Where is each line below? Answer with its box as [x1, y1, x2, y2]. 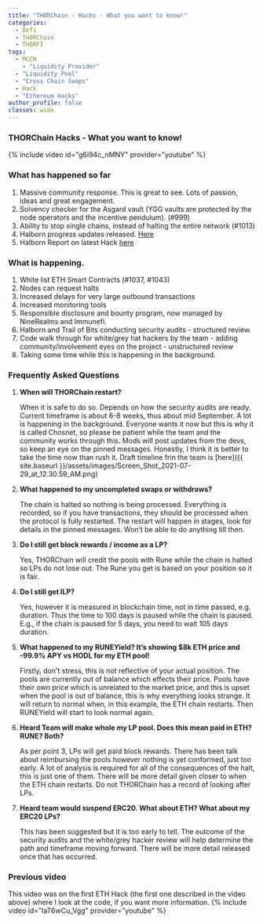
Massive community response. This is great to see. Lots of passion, [19, 188, 238, 197]
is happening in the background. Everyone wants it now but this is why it [19, 419, 254, 429]
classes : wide [8, 107, 55, 115]
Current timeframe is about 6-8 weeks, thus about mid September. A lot [19, 411, 252, 421]
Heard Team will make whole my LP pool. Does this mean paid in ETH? [19, 723, 253, 732]
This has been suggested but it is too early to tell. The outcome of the [19, 827, 245, 837]
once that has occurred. [19, 852, 98, 862]
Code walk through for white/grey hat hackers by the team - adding [19, 333, 238, 342]
